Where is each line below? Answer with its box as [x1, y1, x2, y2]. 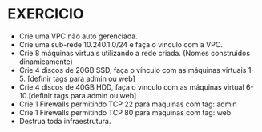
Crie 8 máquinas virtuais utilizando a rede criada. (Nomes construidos [18, 48, 250, 58]
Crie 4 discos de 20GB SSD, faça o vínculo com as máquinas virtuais [18, 65, 247, 74]
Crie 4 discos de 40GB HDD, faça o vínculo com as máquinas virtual [18, 82, 245, 92]
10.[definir [18, 90, 53, 100]
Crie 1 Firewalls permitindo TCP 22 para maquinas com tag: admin [18, 99, 237, 109]
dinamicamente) [18, 57, 73, 66]
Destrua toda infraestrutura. [18, 116, 111, 126]
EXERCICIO [7, 5, 84, 23]
